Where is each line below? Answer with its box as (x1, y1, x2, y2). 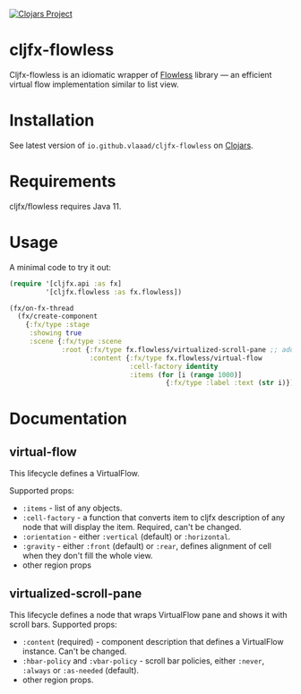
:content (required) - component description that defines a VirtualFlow (21, 637, 284, 647)
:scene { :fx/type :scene (29, 337, 123, 346)
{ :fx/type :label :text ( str (165, 379, 275, 388)
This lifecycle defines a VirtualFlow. (9, 468, 141, 479)
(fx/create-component (17, 312, 99, 321)
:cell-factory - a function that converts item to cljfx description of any (21, 512, 285, 523)
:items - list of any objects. (21, 502, 123, 514)
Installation (9, 110, 95, 131)
